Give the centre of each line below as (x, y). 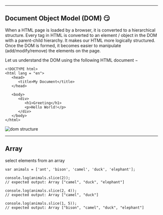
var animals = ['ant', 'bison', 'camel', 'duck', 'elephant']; (70, 169)
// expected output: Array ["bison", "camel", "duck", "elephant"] (75, 207)
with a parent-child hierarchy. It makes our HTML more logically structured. (80, 40)
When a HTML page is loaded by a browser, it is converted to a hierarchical (80, 30)
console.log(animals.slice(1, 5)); (41, 203)
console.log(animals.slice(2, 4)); (41, 190)
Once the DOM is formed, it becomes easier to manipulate (63, 45)
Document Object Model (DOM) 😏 (58, 18)
